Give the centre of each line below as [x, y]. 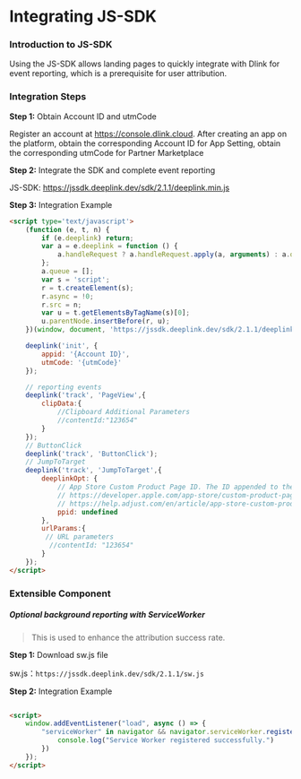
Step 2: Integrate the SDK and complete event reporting [112, 170]
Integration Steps [48, 97]
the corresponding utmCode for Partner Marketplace [107, 152]
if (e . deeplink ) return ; [88, 238]
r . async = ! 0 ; [68, 296]
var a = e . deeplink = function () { [110, 247]
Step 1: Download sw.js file [59, 654]
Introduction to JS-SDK [61, 45]
